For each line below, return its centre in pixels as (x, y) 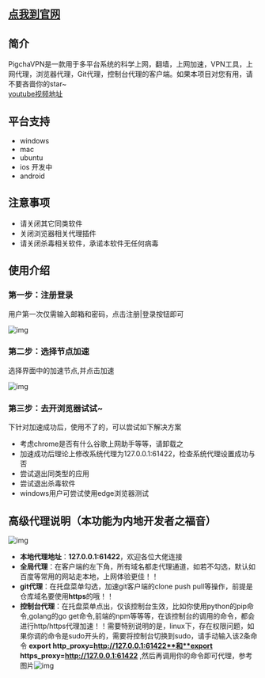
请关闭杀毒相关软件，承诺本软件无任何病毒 (89, 243)
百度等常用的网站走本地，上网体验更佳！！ (89, 576)
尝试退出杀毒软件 (47, 484)
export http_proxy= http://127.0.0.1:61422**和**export (121, 646)
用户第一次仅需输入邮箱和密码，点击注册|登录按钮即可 (96, 314)
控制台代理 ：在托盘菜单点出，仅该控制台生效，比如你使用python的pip (133, 606)
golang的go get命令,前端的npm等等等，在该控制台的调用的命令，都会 (142, 615)
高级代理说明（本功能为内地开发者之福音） (112, 521)
